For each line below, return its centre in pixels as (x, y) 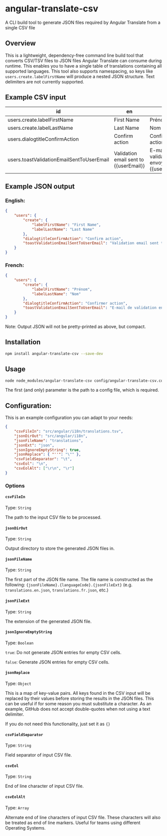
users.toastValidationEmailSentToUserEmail (58, 160)
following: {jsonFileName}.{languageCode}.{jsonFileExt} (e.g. (69, 585)
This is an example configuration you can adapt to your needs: (69, 418)
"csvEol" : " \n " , (31, 464)
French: (15, 265)
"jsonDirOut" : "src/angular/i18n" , (51, 436)
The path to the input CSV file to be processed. (53, 517)
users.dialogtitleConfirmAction (43, 139)
